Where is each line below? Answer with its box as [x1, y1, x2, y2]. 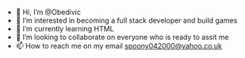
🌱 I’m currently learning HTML [15, 24, 114, 33]
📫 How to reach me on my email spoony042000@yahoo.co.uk [15, 42, 223, 50]
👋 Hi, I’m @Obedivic [15, 8, 82, 16]
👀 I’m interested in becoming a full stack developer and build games [15, 16, 238, 25]
